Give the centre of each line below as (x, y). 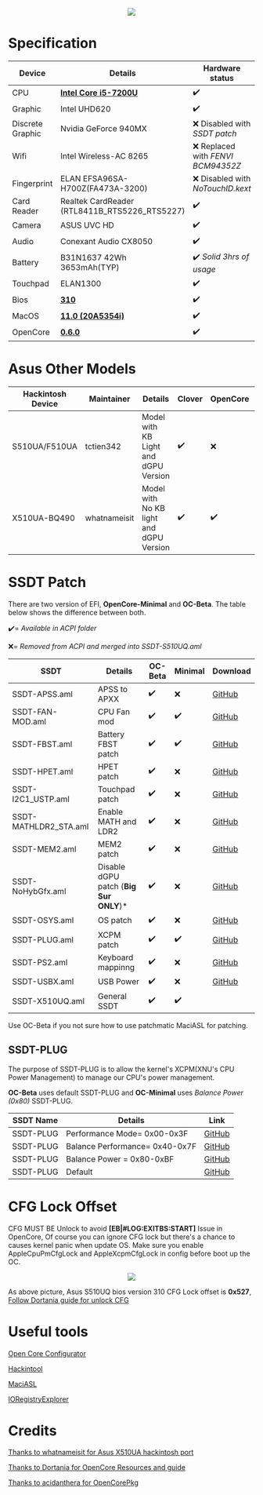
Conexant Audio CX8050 (106, 242)
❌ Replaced (214, 146)
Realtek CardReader (97, 201)
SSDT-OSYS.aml (43, 921)
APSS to (112, 689)
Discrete (27, 123)
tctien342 (103, 446)
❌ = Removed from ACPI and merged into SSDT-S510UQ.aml (105, 646)
